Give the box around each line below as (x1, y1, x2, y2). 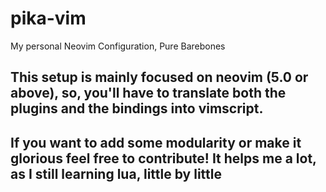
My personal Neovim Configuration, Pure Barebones (10, 40, 226, 52)
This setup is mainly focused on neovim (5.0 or (10, 69, 309, 86)
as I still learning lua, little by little (10, 165, 222, 182)
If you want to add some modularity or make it (10, 134, 302, 151)
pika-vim (10, 7, 87, 30)
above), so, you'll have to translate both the (10, 85, 287, 102)
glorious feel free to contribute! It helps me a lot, (10, 150, 317, 167)
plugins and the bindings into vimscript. (10, 100, 264, 117)
